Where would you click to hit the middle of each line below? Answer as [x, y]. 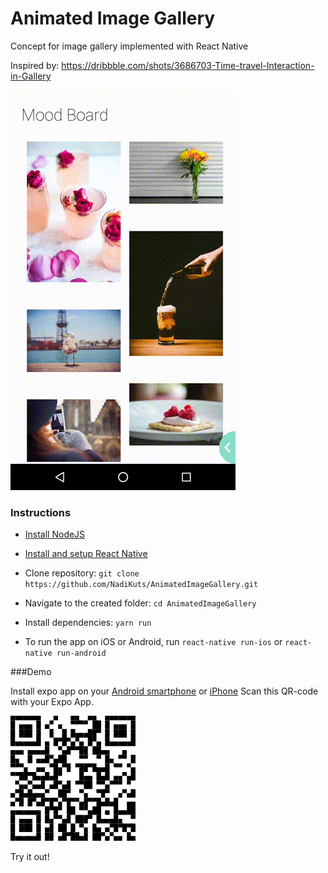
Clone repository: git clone [82, 573]
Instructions [41, 512]
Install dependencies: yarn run [88, 623]
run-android [81, 653]
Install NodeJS [55, 534]
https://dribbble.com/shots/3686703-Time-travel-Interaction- [188, 65]
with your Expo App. [52, 702]
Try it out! [30, 857]
